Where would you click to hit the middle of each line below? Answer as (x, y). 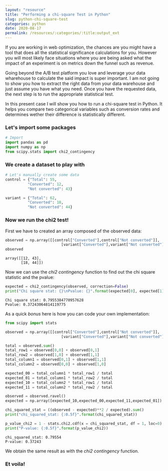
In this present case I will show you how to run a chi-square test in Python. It (84, 104)
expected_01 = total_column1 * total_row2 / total (59, 378)
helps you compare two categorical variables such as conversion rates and (82, 109)
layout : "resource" (25, 10)
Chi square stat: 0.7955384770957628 (44, 300)
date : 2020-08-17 (23, 28)
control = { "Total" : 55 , (31, 179)
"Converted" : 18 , (45, 202)
